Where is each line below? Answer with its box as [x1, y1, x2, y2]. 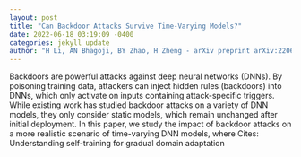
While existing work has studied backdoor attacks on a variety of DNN [9, 100, 269, 110]
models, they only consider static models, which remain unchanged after [9, 109, 278, 120]
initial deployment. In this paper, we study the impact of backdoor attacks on [9, 118, 292, 130]
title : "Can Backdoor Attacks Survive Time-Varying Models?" [9, 22, 243, 31]
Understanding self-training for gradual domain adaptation [9, 138, 226, 149]
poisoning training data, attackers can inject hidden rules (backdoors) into [9, 81, 282, 92]
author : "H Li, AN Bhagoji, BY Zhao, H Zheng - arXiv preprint [9, 47, 251, 56]
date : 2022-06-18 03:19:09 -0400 [9, 30, 134, 39]
